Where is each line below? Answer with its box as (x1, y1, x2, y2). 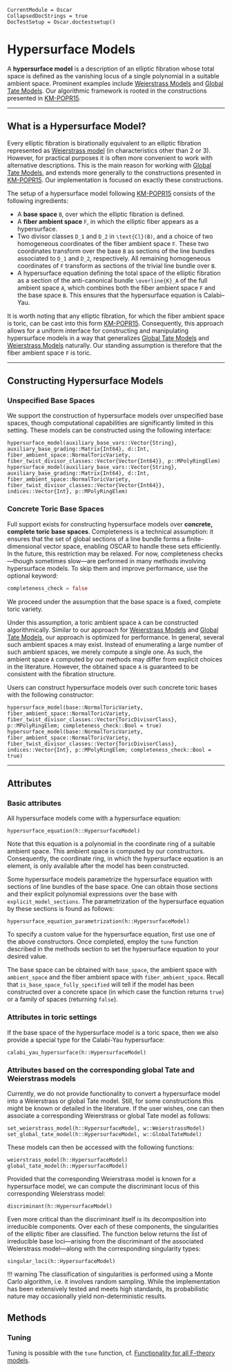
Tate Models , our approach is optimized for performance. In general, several (7, 633, 224, 641)
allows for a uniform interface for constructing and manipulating (7, 326, 188, 335)
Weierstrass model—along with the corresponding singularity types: (7, 1244, 201, 1253)
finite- (186, 534, 204, 543)
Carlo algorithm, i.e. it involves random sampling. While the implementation (7, 1277, 220, 1285)
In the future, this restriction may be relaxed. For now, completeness (7, 549, 202, 558)
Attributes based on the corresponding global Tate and (7, 1065, 195, 1074)
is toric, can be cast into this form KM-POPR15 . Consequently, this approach (7, 319, 224, 327)
